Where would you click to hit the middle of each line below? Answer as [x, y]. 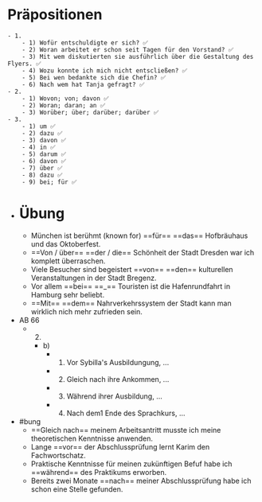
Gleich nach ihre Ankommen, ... [118, 379]
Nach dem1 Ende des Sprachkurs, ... [126, 413]
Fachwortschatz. [59, 455]
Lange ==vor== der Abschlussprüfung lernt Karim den [120, 446]
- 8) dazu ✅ [42, 175]
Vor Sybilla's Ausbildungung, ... [118, 362]
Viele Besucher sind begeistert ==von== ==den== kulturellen [132, 269]
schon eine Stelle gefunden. [77, 489]
